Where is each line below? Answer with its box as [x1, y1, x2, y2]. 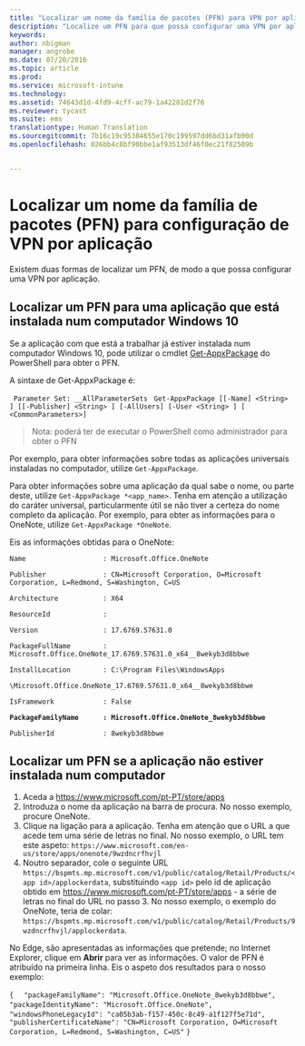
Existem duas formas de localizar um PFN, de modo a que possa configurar [9, 263, 292, 274]
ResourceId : [9, 609, 107, 618]
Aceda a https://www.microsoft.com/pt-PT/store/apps [22, 792, 225, 803]
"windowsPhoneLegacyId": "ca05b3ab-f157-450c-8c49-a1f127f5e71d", [9, 1010, 266, 1020]
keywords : [9, 30, 47, 39]
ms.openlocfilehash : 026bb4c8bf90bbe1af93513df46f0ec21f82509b [9, 140, 254, 149]
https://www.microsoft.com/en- [71, 842, 190, 851]
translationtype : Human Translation [9, 123, 148, 133]
